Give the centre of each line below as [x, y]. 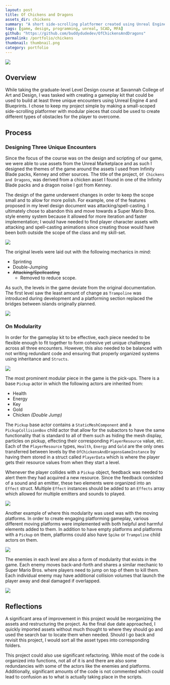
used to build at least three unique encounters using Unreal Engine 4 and [81, 101]
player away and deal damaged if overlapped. [53, 581]
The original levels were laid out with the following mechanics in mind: [78, 252]
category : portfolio [27, 48]
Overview [21, 78]
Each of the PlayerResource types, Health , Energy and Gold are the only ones [85, 446]
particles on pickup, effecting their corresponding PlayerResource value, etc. [85, 441]
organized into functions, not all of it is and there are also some [71, 661]
